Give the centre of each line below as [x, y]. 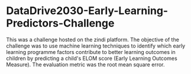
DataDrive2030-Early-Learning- [87, 11]
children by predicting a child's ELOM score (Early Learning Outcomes [92, 58]
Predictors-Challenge [60, 23]
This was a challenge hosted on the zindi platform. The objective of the [93, 39]
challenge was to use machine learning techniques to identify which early [96, 46]
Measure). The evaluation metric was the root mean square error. [85, 64]
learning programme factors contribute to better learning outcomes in [91, 52]
